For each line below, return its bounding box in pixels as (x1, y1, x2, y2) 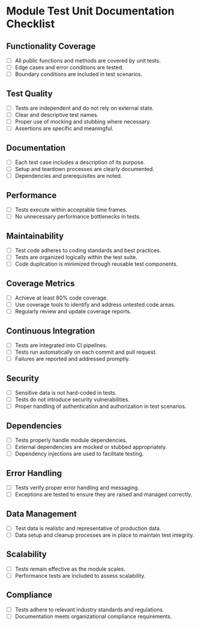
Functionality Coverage (6, 41, 96, 51)
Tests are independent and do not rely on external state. (14, 104, 154, 111)
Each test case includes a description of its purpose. (14, 158, 145, 166)
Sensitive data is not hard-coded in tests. (14, 389, 117, 396)
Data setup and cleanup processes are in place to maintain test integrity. (14, 531, 195, 539)
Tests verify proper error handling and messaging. (14, 484, 139, 491)
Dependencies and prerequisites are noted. (14, 172, 123, 180)
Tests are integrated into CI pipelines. (14, 342, 108, 349)
